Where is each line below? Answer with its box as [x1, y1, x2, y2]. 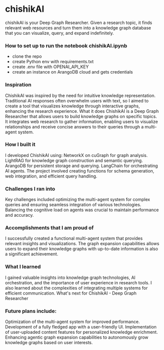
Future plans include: [5, 307, 57, 314]
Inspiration [5, 81, 32, 88]
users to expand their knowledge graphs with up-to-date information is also [5, 246, 158, 252]
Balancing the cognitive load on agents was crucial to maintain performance [5, 207, 159, 213]
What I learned [5, 263, 41, 270]
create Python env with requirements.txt [12, 59, 94, 65]
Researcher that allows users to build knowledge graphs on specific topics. [5, 113, 157, 119]
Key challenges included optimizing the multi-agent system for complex [5, 197, 150, 202]
